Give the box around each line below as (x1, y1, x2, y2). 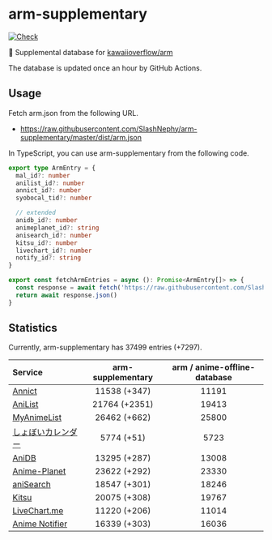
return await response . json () (15, 291, 117, 299)
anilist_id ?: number (15, 179, 85, 187)
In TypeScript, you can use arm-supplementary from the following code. (8, 148, 249, 158)
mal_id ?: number (15, 171, 70, 179)
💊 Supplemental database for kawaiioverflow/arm (8, 47, 173, 57)
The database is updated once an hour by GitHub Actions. (8, 62, 202, 73)
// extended (15, 208, 57, 217)
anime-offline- (194, 362, 256, 373)
